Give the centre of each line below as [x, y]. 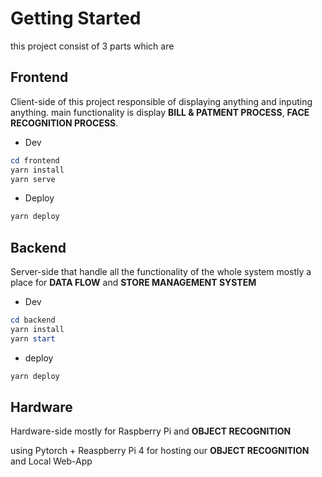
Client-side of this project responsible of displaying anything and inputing [161, 101]
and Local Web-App [51, 461]
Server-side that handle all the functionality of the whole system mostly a [161, 272]
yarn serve [33, 179]
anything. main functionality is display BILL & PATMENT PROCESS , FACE [160, 112]
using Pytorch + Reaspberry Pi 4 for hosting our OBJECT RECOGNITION [160, 451]
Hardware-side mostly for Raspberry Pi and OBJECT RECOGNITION [151, 431]
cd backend [33, 320]
